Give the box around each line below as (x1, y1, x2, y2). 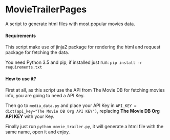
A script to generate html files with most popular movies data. (5, 21, 136, 27)
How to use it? (5, 76, 36, 82)
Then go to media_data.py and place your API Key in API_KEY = (5, 102, 137, 109)
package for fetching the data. (5, 49, 69, 56)
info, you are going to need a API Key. (5, 93, 85, 99)
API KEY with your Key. (5, 113, 55, 119)
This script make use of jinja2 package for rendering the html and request (5, 44, 161, 50)
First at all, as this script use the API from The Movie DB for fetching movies (5, 87, 165, 93)
